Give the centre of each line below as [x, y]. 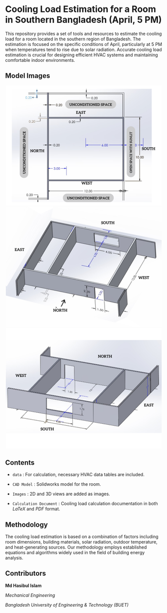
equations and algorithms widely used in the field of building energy [75, 553]
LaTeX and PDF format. [36, 509]
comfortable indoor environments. [40, 60]
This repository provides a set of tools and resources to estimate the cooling [83, 33]
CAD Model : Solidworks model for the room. [57, 484]
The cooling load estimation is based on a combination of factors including [82, 537]
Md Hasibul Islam [23, 586]
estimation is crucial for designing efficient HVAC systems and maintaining [82, 55]
